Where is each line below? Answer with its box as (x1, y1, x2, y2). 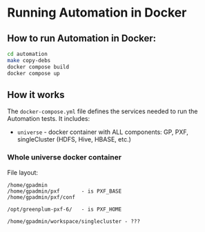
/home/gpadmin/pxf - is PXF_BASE (7, 188, 122, 195)
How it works (7, 88, 65, 101)
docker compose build (7, 64, 70, 70)
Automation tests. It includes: (7, 115, 90, 123)
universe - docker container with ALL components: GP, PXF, (17, 128, 188, 136)
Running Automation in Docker (7, 5, 187, 21)
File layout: (7, 168, 39, 177)
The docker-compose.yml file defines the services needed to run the (7, 107, 198, 115)
